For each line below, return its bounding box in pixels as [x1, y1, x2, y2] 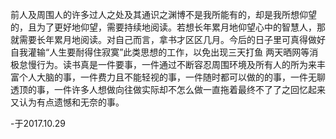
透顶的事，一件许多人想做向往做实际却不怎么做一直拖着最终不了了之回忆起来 [10, 84, 326, 95]
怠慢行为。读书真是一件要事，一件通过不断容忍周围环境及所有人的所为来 [18, 59, 317, 70]
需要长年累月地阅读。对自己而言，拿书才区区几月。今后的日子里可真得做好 [18, 34, 326, 45]
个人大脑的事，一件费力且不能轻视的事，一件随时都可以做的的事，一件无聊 [18, 71, 326, 83]
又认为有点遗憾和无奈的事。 [10, 96, 125, 108]
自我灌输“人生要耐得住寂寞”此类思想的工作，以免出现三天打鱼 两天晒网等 [10, 46, 310, 58]
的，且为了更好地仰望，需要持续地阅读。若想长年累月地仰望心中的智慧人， [10, 21, 317, 33]
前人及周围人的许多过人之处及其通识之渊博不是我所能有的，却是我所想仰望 [10, 9, 317, 20]
